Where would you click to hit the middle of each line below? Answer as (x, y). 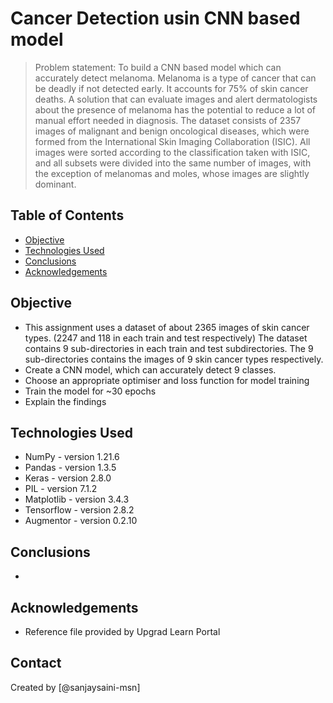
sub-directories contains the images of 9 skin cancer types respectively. (174, 359)
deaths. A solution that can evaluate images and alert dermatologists (176, 99)
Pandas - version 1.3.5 (70, 468)
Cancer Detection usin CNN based (155, 18)
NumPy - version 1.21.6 (72, 457)
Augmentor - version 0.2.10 (81, 521)
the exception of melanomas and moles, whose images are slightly (172, 173)
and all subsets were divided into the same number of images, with (173, 163)
